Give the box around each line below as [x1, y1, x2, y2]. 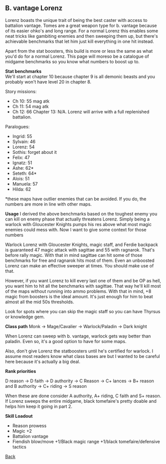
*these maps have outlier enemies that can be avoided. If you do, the [5, 196, 147, 202]
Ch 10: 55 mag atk [12, 98, 50, 104]
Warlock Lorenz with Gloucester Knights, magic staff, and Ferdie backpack [5, 241, 158, 247]
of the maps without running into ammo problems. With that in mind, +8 [5, 288, 152, 294]
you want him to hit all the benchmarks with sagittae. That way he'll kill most [5, 283, 161, 289]
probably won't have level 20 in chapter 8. [5, 79, 91, 85]
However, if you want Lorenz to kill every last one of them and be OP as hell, [5, 277, 162, 283]
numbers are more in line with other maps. [5, 201, 92, 207]
